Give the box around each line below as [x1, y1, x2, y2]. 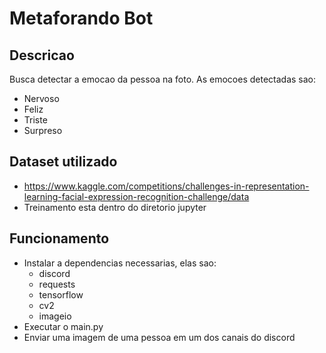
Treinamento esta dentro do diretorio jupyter [23, 201, 207, 213]
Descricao [9, 47, 75, 64]
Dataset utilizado [9, 153, 118, 171]
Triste [23, 114, 48, 126]
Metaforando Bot [9, 7, 154, 30]
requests [38, 278, 76, 290]
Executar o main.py [23, 320, 104, 332]
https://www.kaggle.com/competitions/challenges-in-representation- [23, 180, 310, 192]
